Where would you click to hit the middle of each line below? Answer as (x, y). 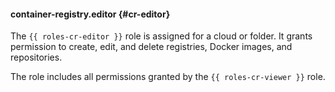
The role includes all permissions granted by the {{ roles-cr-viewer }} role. (168, 77)
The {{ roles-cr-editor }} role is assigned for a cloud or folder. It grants (161, 36)
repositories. (36, 57)
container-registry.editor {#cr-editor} (90, 14)
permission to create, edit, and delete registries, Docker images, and (151, 47)
